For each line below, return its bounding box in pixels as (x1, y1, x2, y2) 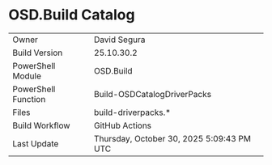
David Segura (94, 34, 146, 45)
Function (12, 93, 46, 104)
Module (12, 70, 42, 82)
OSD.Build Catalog (8, 6, 135, 24)
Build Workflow (12, 120, 70, 131)
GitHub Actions (94, 120, 152, 131)
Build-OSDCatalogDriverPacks (94, 88, 212, 99)
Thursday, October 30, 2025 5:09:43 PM (94, 133, 251, 144)
